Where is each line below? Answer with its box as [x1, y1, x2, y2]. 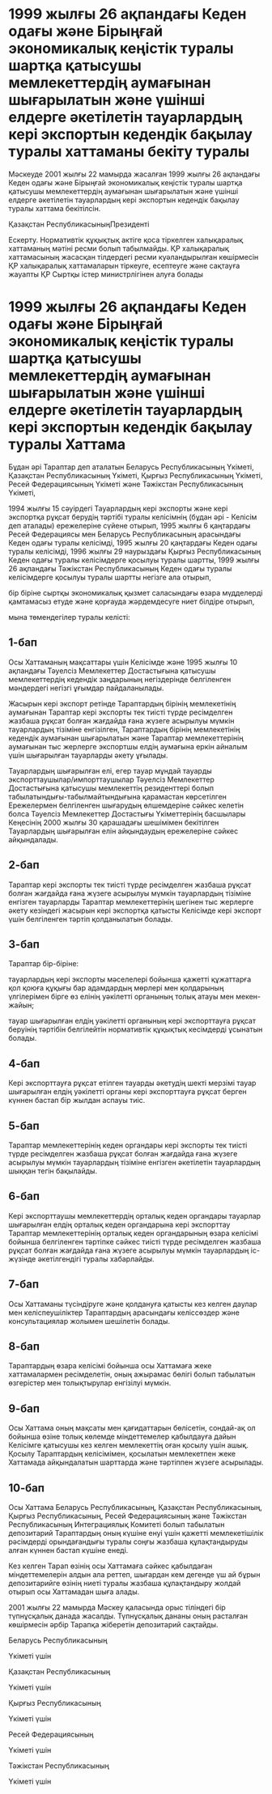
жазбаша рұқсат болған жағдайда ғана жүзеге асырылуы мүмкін [8, 715, 235, 725]
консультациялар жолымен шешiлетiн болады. [8, 1316, 170, 1325]
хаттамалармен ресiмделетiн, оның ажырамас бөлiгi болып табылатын [8, 1369, 256, 1380]
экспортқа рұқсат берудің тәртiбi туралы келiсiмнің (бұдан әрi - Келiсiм [8, 511, 257, 522]
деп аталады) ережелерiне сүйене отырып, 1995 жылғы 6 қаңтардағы [8, 520, 251, 530]
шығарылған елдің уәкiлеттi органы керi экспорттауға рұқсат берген [8, 1087, 247, 1096]
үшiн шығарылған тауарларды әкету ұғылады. [8, 750, 168, 760]
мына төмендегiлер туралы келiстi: [8, 612, 131, 621]
